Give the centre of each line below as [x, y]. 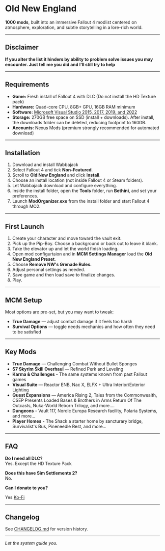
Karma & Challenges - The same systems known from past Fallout [80, 374]
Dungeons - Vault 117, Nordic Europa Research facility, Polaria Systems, [85, 411]
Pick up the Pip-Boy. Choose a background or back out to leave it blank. [85, 244]
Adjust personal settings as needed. [49, 270]
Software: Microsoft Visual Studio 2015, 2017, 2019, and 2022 [75, 112]
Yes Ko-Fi [15, 497]
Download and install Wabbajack [45, 165]
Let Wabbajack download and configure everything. [65, 186]
